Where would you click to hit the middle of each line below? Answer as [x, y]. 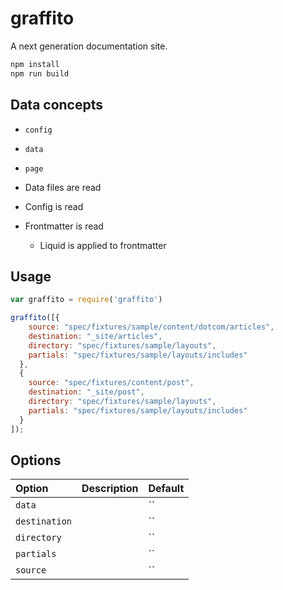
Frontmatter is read [64, 226]
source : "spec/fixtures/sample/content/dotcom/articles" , [151, 327]
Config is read [54, 206]
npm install [35, 64]
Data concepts [57, 105]
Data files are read [63, 187]
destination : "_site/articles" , [95, 336]
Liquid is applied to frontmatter [103, 245]
